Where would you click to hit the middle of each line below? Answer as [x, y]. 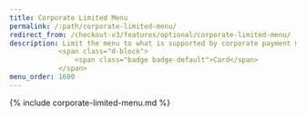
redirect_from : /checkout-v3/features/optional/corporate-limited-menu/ [150, 34]
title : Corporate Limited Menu [69, 18]
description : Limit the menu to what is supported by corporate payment [150, 43]
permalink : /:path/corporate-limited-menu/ [93, 26]
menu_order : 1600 [42, 77]
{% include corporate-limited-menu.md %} [90, 102]
